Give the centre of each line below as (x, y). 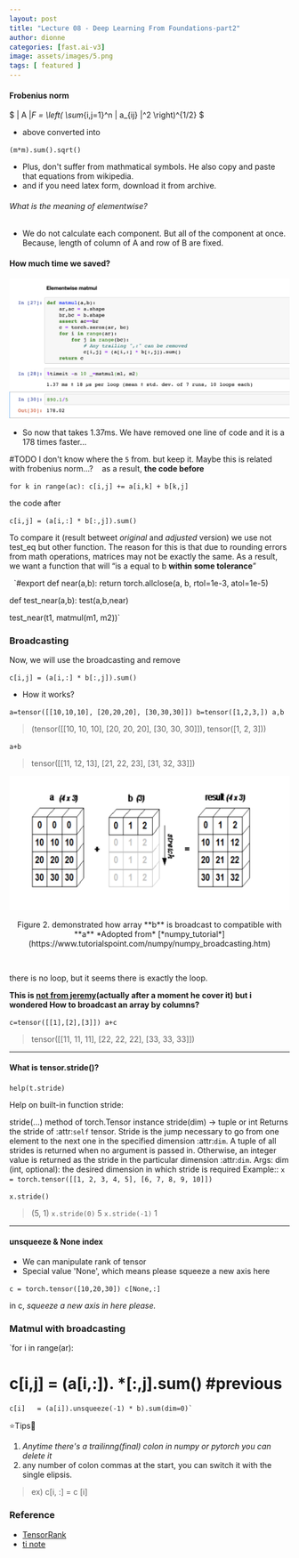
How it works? (48, 695)
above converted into (61, 133)
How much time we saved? (60, 263)
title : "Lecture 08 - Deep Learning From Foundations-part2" (125, 28)
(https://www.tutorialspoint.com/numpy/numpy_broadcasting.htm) (149, 943)
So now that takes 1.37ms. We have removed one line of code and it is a (153, 432)
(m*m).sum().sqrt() (45, 150)
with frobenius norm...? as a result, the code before (107, 469)
